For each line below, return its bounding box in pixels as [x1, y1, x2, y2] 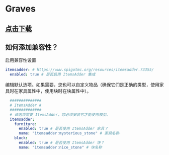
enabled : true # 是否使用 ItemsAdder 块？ [18, 140, 105, 145]
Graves [5, 3, 36, 15]
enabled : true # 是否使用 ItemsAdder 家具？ [18, 126, 108, 131]
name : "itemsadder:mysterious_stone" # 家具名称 [18, 131, 120, 136]
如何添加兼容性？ [5, 43, 58, 51]
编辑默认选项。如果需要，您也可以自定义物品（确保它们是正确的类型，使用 [5, 82, 159, 88]
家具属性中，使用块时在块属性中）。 [18, 88, 92, 94]
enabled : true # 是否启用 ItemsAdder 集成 [10, 72, 96, 77]
